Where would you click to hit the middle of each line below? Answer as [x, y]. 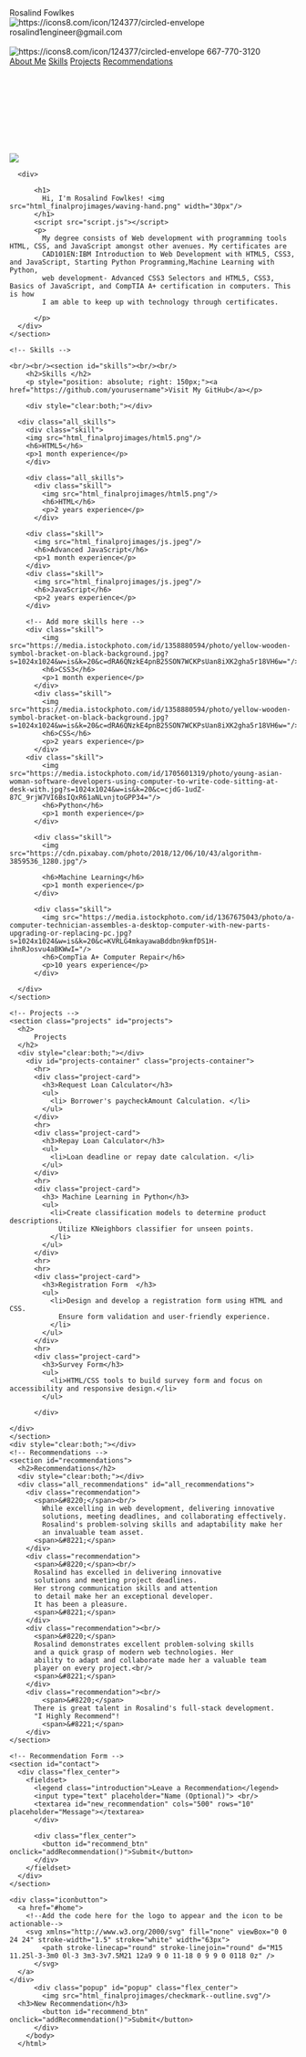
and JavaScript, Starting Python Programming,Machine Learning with [142, 262]
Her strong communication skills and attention [126, 1589]
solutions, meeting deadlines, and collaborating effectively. [164, 1517]
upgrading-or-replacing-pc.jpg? [71, 933]
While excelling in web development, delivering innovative [158, 1508]
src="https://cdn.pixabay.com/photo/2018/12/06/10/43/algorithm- [136, 854]
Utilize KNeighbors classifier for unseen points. [156, 1229]
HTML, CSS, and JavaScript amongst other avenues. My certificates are [148, 247]
